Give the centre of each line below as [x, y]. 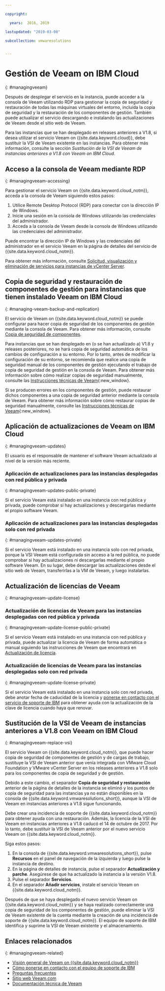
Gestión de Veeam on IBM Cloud [72, 74]
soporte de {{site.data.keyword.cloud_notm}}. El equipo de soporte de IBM [81, 921]
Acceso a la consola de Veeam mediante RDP [75, 169]
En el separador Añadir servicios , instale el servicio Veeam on [75, 885]
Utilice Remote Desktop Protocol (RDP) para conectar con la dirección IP [85, 205]
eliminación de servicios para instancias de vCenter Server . [65, 266]
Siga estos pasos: [23, 844]
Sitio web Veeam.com [34, 978]
